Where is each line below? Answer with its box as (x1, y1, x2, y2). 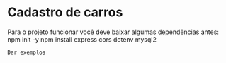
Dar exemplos (7, 49, 46, 56)
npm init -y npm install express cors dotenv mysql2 (7, 35, 157, 43)
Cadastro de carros (7, 4, 123, 21)
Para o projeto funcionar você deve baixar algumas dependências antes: (7, 28, 220, 36)
